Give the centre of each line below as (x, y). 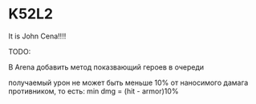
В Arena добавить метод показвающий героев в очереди (106, 67)
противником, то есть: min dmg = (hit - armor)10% (93, 91)
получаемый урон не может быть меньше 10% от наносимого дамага (128, 82)
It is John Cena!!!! (37, 36)
